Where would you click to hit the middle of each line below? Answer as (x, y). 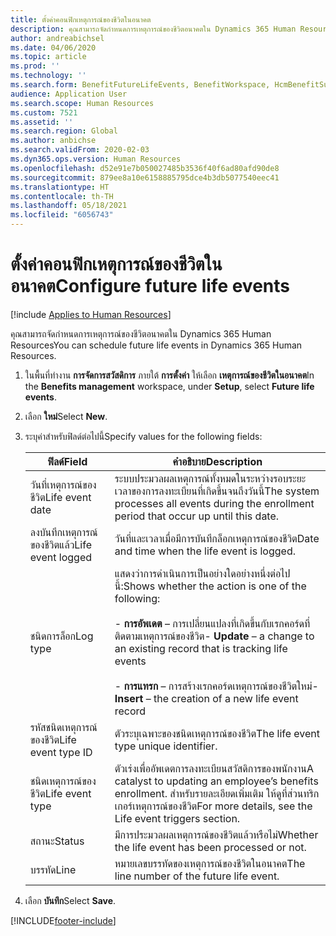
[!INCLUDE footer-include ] (63, 920)
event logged (61, 557)
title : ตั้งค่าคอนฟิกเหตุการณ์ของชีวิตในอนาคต (81, 19)
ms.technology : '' (48, 76)
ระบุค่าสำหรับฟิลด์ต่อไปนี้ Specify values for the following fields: (143, 436)
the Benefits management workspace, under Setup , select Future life (169, 386)
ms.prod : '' (35, 66)
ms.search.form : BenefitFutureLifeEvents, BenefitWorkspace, (140, 85)
